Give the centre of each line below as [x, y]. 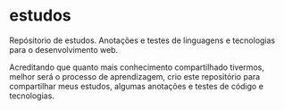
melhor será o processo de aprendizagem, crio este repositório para [135, 76]
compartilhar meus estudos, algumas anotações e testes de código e [136, 86]
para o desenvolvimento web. [64, 49]
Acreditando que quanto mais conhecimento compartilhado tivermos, [137, 67]
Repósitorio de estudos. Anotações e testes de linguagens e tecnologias [142, 40]
